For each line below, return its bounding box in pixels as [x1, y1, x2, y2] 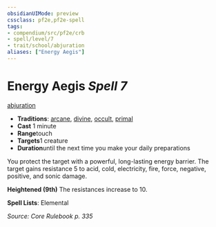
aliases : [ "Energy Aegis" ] [7, 49, 85, 56]
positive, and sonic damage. [7, 172, 88, 180]
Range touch [17, 129, 53, 137]
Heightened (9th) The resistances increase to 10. [7, 185, 148, 193]
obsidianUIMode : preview [7, 10, 79, 17]
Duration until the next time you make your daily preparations [17, 144, 191, 152]
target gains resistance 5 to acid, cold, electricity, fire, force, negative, [7, 164, 206, 172]
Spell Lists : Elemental [7, 198, 69, 207]
